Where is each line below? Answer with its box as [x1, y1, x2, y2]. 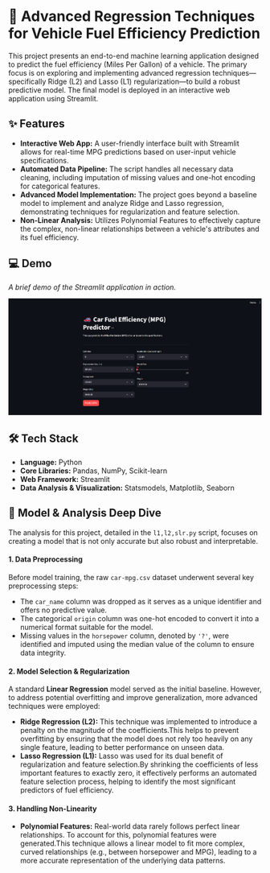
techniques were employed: [8, 702, 100, 711]
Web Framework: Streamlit [19, 474, 110, 484]
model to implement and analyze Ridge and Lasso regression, [19, 198, 224, 208]
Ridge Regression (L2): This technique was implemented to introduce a [19, 717, 258, 727]
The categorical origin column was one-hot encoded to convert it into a [19, 613, 260, 623]
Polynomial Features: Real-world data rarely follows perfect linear [19, 822, 240, 831]
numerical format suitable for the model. [19, 622, 153, 632]
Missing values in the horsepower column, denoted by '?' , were [19, 631, 229, 640]
